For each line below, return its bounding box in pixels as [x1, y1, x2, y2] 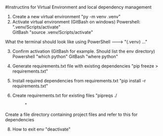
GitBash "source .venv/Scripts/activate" [12, 29, 93, 35]
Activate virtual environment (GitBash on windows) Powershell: [12, 19, 141, 25]
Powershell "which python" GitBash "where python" [12, 54, 119, 59]
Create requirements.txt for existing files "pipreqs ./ [12, 93, 118, 98]
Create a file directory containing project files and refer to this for [5, 111, 138, 117]
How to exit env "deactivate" [12, 126, 71, 132]
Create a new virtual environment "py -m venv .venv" [12, 14, 121, 19]
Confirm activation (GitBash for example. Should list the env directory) [12, 49, 156, 54]
